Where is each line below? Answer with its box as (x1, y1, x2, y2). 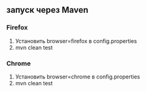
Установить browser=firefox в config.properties (15, 37, 137, 45)
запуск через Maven (6, 5, 89, 15)
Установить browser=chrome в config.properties (15, 73, 140, 80)
